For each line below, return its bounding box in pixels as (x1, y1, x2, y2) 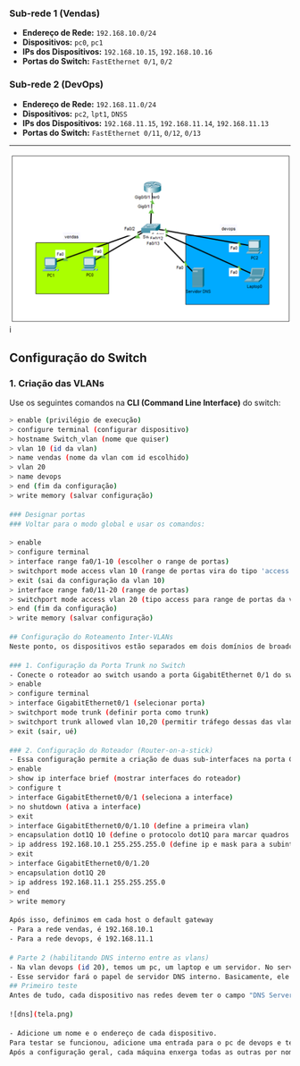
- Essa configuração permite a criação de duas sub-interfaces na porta (9, 755, 286, 765)
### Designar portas (9, 510, 87, 519)
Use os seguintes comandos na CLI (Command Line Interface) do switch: (9, 397, 281, 408)
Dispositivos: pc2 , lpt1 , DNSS (21, 108, 128, 119)
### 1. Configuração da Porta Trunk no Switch (9, 661, 186, 670)
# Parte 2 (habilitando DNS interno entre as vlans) (9, 953, 210, 962)
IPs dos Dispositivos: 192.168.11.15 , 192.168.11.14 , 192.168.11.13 (21, 117, 270, 128)
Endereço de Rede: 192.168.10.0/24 (21, 28, 157, 38)
